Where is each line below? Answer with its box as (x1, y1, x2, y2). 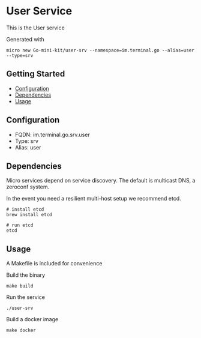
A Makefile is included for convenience (6, 260, 103, 267)
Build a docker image (6, 316, 59, 323)
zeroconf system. (6, 183, 50, 190)
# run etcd (6, 222, 34, 229)
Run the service (6, 294, 45, 301)
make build (6, 283, 34, 289)
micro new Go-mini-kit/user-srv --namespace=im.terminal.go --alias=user (6, 47, 195, 53)
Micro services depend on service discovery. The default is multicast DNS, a (6, 177, 196, 184)
